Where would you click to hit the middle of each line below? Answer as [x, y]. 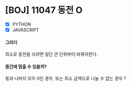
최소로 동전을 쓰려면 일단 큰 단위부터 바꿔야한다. [52, 54]
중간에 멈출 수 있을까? [26, 66]
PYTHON [22, 24]
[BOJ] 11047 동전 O [44, 10]
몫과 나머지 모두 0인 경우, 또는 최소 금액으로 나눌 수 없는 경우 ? [66, 79]
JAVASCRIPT [26, 30]
